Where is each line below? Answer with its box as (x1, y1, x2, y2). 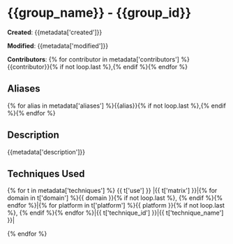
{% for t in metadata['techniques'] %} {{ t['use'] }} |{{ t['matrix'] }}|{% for (7, 187, 218, 195)
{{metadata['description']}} (7, 148, 86, 156)
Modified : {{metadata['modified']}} (7, 41, 109, 50)
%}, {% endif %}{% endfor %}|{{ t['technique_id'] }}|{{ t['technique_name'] (7, 208, 224, 217)
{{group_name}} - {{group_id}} (7, 5, 192, 21)
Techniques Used (7, 168, 85, 180)
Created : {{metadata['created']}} (7, 28, 103, 36)
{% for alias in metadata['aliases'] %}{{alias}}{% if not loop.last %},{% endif (7, 101, 227, 110)
